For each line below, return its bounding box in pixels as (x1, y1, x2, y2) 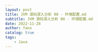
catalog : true (5, 30, 35, 35)
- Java (14, 40, 28, 45)
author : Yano (5, 26, 32, 31)
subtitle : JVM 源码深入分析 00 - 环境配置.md (5, 16, 93, 21)
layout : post (5, 7, 32, 12)
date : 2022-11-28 (5, 21, 41, 26)
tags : (5, 35, 16, 40)
